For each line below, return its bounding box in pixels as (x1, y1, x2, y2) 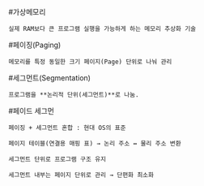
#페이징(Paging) (8, 40, 62, 50)
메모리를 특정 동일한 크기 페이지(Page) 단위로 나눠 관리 (8, 58, 172, 66)
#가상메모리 (8, 7, 46, 16)
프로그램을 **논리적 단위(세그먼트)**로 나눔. (8, 91, 139, 99)
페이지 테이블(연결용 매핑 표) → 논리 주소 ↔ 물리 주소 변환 (8, 140, 181, 148)
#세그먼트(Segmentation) (8, 73, 91, 83)
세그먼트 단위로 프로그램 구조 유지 (8, 155, 107, 163)
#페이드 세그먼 (8, 106, 55, 115)
